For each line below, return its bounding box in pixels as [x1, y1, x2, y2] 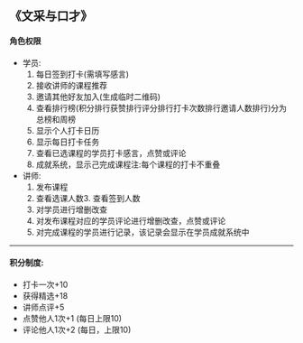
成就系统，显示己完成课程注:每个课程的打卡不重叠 [35, 159, 221, 170]
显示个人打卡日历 [35, 125, 100, 135]
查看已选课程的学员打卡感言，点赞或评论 [35, 147, 187, 158]
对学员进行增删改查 [35, 204, 108, 215]
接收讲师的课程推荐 [35, 79, 108, 90]
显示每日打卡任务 [35, 136, 100, 147]
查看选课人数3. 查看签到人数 [35, 192, 141, 203]
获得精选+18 [22, 290, 69, 301]
